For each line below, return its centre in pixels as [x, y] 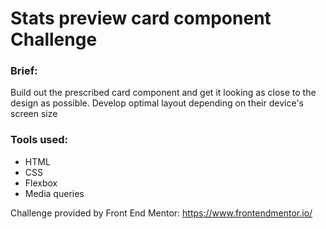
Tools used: [39, 140]
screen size [34, 114]
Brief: [24, 71]
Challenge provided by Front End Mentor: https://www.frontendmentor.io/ [161, 213]
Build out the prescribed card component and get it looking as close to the [163, 93]
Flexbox [41, 183]
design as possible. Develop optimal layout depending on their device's [157, 103]
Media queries [54, 193]
